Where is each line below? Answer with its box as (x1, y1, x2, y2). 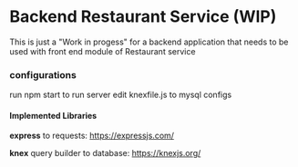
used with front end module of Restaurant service (9, 45, 196, 56)
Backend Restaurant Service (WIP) (9, 6, 277, 27)
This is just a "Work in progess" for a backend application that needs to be (9, 36, 289, 47)
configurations (9, 68, 77, 81)
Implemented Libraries (9, 110, 98, 121)
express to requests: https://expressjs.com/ (9, 130, 175, 142)
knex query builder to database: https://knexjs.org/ (9, 148, 201, 159)
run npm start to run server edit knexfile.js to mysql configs (9, 89, 232, 101)
